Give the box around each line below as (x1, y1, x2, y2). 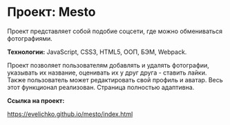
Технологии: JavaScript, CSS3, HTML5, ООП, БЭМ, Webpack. (7, 48, 187, 56)
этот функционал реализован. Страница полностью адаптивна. (7, 83, 195, 91)
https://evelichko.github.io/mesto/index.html (7, 110, 133, 118)
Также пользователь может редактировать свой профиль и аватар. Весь (7, 75, 223, 84)
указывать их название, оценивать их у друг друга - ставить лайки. (7, 68, 207, 77)
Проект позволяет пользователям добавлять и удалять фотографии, (7, 61, 209, 69)
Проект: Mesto (7, 4, 96, 20)
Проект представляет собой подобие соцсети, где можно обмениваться (7, 27, 223, 35)
